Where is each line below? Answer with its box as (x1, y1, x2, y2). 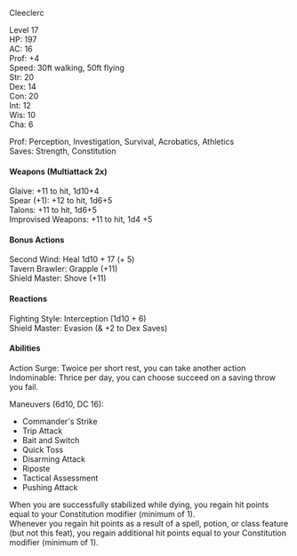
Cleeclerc (9, 8, 44, 18)
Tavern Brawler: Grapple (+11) (9, 264, 118, 274)
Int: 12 (9, 100, 31, 110)
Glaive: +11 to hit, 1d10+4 (9, 186, 100, 196)
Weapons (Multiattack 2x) (9, 166, 108, 177)
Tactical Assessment (21, 473, 99, 483)
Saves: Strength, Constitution (9, 146, 116, 156)
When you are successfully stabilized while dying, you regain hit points (9, 499, 269, 510)
